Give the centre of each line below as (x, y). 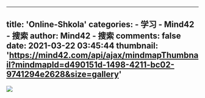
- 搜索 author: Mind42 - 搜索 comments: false (94, 36)
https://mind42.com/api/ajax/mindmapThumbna (104, 55)
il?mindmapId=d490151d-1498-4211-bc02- (91, 65)
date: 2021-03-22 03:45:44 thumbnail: (82, 46)
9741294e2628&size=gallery (63, 75)
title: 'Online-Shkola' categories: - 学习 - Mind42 (100, 25)
